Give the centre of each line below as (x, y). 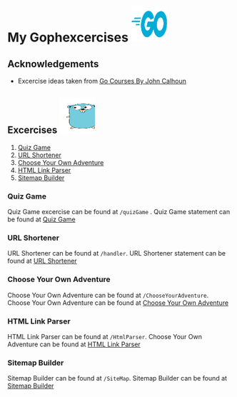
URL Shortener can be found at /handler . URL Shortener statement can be (117, 253)
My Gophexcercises (68, 37)
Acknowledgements (53, 64)
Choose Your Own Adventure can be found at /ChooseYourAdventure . (108, 295)
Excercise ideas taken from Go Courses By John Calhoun (102, 81)
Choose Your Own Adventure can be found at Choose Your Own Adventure (118, 303)
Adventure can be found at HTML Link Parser (74, 344)
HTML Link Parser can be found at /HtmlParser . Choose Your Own (105, 337)
